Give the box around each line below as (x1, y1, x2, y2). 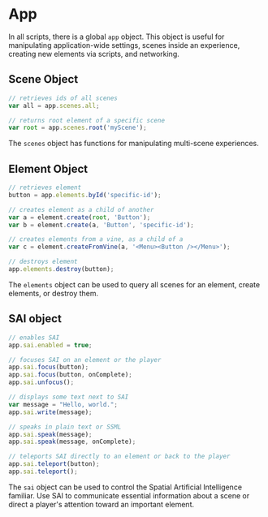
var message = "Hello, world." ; (8, 400, 118, 408)
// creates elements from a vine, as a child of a (8, 235, 184, 243)
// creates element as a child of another (8, 205, 154, 213)
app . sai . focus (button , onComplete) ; (8, 371, 132, 379)
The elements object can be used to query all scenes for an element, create (8, 279, 261, 289)
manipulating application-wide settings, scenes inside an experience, (8, 40, 240, 50)
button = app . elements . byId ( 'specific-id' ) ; (8, 191, 162, 199)
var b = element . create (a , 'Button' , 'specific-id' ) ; (8, 221, 195, 229)
